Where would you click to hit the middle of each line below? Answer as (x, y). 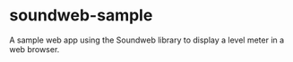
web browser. (34, 49)
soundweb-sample (81, 15)
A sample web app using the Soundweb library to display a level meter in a (147, 40)
